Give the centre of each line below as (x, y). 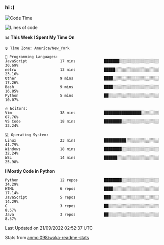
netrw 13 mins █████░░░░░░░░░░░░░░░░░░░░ (82, 70)
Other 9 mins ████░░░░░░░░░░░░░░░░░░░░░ (82, 78)
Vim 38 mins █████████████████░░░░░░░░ (82, 113)
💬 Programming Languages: (31, 57)
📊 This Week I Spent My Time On (40, 37)
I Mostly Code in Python (30, 171)
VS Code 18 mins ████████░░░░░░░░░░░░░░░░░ (82, 122)
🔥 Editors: (16, 109)
